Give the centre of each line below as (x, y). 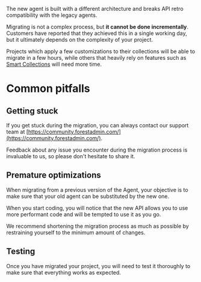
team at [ (17, 132)
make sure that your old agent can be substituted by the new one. (88, 196)
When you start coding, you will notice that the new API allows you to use (97, 208)
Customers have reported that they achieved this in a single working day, (97, 33)
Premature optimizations (54, 175)
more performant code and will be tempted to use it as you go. (84, 214)
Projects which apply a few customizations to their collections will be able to (101, 51)
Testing (21, 252)
